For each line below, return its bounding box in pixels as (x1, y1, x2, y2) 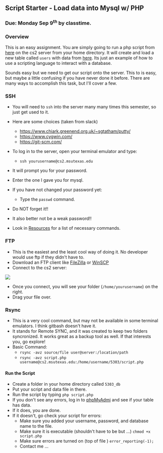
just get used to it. (12, 109, 49, 115)
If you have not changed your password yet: (12, 187, 102, 193)
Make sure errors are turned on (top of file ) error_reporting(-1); (19, 438, 154, 444)
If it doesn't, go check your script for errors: (12, 413, 102, 419)
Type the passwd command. (19, 197, 75, 202)
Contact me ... (19, 443, 48, 450)
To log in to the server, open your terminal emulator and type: (12, 149, 137, 154)
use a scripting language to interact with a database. (5, 60, 112, 66)
